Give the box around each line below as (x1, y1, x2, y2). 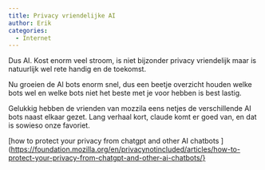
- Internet (15, 34, 52, 42)
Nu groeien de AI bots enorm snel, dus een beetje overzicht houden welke (8, 80, 253, 89)
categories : (8, 26, 48, 34)
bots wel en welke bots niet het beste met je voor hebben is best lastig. (8, 89, 242, 98)
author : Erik (8, 19, 52, 27)
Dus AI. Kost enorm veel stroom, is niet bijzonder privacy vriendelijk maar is (8, 56, 257, 65)
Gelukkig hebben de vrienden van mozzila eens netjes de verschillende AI (8, 104, 251, 113)
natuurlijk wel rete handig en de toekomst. (8, 65, 146, 74)
